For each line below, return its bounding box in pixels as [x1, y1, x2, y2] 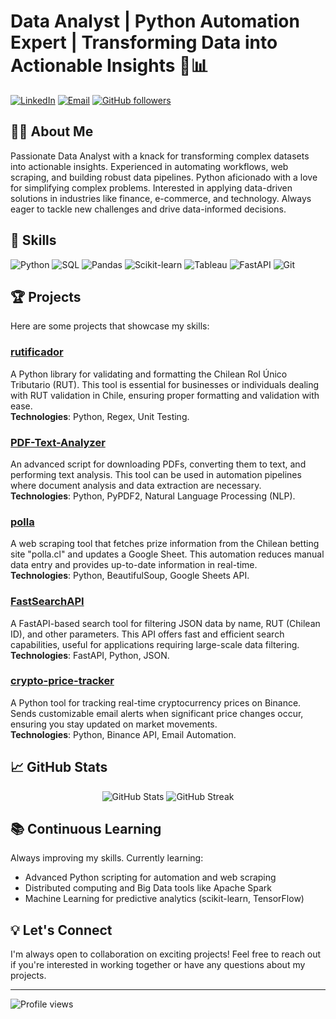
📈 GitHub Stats [10, 759, 108, 776]
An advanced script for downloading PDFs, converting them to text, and [10, 458, 307, 470]
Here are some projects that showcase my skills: [10, 320, 210, 332]
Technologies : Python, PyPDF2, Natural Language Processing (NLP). [10, 490, 296, 502]
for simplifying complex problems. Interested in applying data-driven [10, 181, 293, 194]
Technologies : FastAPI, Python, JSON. [10, 649, 170, 661]
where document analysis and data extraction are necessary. [10, 479, 262, 491]
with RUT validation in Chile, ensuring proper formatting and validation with [10, 389, 320, 401]
